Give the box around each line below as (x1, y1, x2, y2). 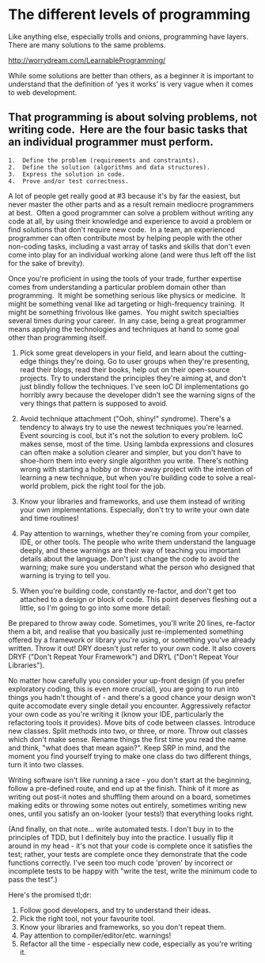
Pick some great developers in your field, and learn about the (19, 348, 219, 357)
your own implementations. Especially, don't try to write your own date (19, 504, 250, 514)
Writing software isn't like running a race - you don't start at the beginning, (8, 775, 252, 785)
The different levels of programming (8, 6, 251, 24)
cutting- (220, 348, 247, 357)
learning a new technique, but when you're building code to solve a (19, 473, 240, 482)
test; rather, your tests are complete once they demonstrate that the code (8, 849, 248, 858)
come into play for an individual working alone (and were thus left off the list (8, 249, 256, 259)
